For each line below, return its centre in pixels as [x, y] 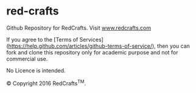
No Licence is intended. [36, 70]
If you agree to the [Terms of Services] [55, 39]
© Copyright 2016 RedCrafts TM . [46, 83]
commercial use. [27, 59]
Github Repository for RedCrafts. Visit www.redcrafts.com [79, 28]
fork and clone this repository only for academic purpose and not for [92, 52]
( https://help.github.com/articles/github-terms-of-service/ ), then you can [98, 46]
